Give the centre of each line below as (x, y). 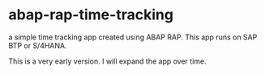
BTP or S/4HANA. (38, 45)
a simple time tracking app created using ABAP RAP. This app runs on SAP (133, 37)
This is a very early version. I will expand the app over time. (107, 61)
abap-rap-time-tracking (91, 15)
